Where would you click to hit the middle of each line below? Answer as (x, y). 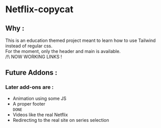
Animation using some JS (39, 98)
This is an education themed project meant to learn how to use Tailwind (80, 40)
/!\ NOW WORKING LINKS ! (34, 57)
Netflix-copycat (39, 9)
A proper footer (29, 104)
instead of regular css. (29, 46)
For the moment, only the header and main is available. (63, 51)
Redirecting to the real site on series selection (61, 120)
